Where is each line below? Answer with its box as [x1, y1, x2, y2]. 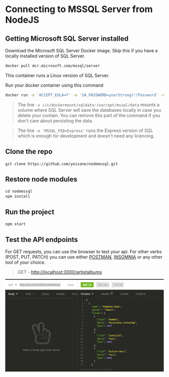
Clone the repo [5, 147, 53, 156]
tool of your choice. [5, 259, 46, 265]
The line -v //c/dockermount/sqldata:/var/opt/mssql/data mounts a [17, 102, 160, 108]
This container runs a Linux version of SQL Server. [5, 72, 110, 79]
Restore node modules [5, 175, 77, 183]
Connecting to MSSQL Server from [5, 4, 153, 15]
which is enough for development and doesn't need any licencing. [17, 132, 155, 139]
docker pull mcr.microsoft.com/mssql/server [5, 63, 100, 68]
